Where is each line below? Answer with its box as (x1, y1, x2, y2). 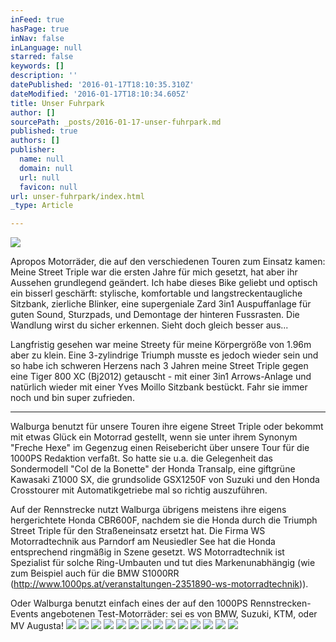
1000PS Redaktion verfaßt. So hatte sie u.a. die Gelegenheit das (10, 452, 273, 465)
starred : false (10, 52, 74, 62)
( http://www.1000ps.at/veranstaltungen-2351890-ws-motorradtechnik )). (10, 578, 309, 590)
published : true (10, 126, 78, 136)
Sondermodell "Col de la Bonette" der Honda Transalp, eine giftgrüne (10, 463, 296, 475)
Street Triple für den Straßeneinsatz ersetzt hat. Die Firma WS (10, 525, 266, 537)
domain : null (19, 163, 74, 173)
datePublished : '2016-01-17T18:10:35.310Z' (10, 80, 195, 90)
